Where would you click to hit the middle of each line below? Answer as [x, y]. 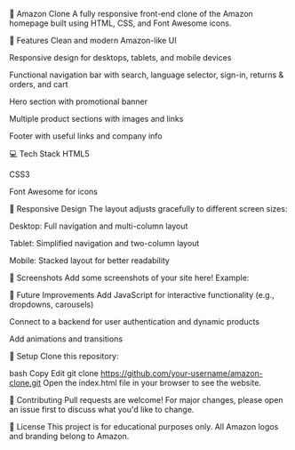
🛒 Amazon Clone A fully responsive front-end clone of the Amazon [131, 14]
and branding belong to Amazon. [69, 436]
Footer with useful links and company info [86, 136]
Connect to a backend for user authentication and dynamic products [135, 321]
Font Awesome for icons [53, 192]
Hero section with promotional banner [79, 101]
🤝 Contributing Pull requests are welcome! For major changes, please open [146, 400]
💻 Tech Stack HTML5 [50, 154]
